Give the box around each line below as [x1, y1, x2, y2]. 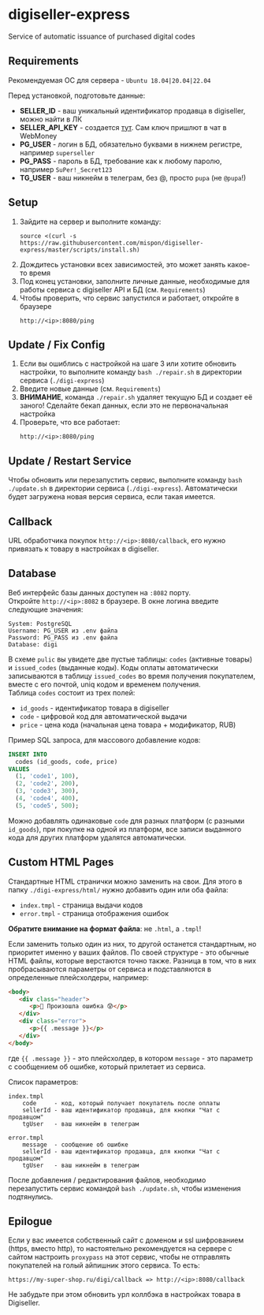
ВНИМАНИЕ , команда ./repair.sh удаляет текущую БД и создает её [19, 393, 253, 402]
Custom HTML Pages [8, 855, 114, 869]
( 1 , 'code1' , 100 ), [15, 773, 80, 780]
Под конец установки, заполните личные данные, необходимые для [19, 276, 250, 285]
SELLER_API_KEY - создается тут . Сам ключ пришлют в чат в [19, 122, 227, 132]
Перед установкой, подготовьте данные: [8, 91, 146, 100]
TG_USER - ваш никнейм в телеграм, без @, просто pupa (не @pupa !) [19, 173, 247, 182]
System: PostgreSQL [8, 620, 73, 628]
